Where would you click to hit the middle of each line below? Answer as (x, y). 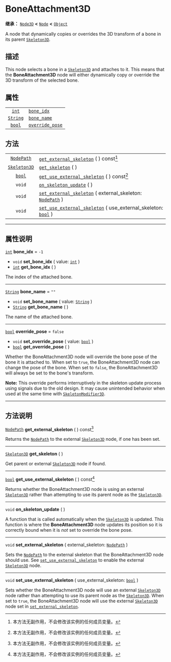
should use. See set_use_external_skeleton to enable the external (75, 560)
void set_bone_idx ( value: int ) (46, 262)
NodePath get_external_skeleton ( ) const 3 (50, 429)
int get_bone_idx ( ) (34, 267)
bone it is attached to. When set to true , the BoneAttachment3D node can (83, 362)
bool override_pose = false (35, 331)
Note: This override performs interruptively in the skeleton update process (83, 383)
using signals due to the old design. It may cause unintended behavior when (85, 388)
